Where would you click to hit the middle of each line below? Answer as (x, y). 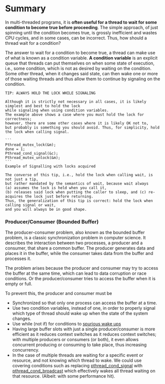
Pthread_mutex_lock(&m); (31, 145)
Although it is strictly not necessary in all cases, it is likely (76, 101)
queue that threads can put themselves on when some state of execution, (80, 63)
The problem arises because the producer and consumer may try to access (82, 268)
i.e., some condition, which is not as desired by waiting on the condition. (78, 68)
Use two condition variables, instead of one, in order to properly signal (84, 308)
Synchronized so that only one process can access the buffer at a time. (85, 303)
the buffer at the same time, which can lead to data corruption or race (76, 273)
